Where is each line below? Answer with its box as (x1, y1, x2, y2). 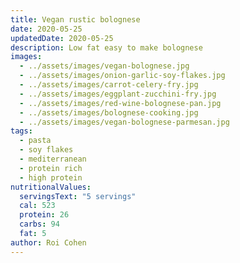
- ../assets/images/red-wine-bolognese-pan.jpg (19, 98, 222, 108)
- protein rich (19, 163, 83, 173)
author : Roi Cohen (10, 237, 87, 248)
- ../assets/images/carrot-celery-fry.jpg (19, 80, 199, 90)
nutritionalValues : (10, 182, 92, 192)
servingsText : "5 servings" (19, 191, 137, 201)
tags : (10, 126, 33, 136)
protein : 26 (19, 210, 70, 220)
